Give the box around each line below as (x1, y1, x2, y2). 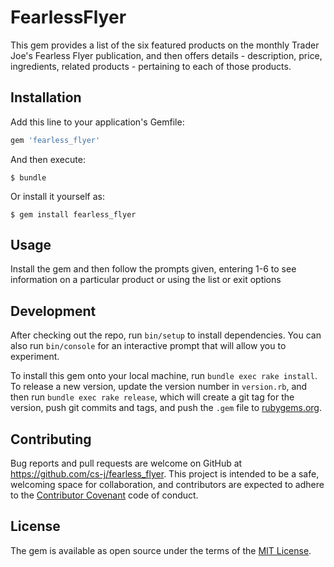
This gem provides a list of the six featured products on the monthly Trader (10, 39, 320, 51)
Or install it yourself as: (10, 190, 105, 202)
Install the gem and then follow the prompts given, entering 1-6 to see (10, 263, 297, 275)
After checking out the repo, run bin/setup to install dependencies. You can (10, 329, 322, 341)
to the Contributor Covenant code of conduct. (10, 489, 199, 501)
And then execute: (10, 153, 86, 165)
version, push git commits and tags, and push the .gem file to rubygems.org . (10, 402, 323, 414)
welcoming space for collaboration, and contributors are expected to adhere (10, 479, 325, 491)
